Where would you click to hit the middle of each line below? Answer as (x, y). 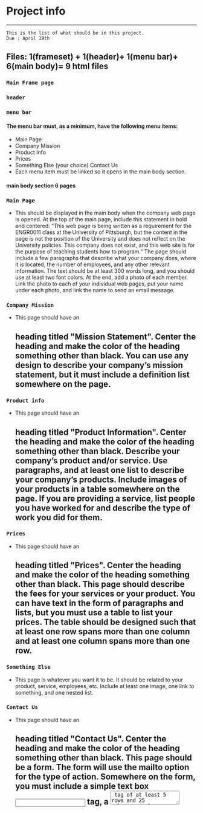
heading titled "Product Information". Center (101, 432)
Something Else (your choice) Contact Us (66, 166)
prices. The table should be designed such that (105, 622)
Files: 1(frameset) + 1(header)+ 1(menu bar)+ (92, 57)
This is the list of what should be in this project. (76, 33)
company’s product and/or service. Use (91, 460)
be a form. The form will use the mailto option (102, 767)
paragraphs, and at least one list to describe (99, 470)
